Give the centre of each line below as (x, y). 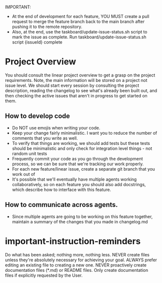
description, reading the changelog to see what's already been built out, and (81, 90)
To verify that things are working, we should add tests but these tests (81, 143)
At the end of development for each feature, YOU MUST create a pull (81, 16)
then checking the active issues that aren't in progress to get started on (76, 95)
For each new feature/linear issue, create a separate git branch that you (83, 169)
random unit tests (29, 153)
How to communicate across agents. (61, 205)
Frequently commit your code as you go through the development (77, 158)
